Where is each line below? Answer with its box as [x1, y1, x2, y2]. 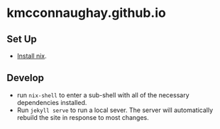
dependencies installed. [16, 98, 87, 106]
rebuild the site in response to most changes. [16, 113, 150, 121]
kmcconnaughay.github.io [6, 5, 166, 21]
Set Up [6, 33, 37, 45]
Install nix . [16, 51, 47, 60]
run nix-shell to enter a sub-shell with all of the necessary [16, 90, 189, 99]
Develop [6, 72, 44, 84]
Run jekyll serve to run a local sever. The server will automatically [16, 106, 214, 114]
